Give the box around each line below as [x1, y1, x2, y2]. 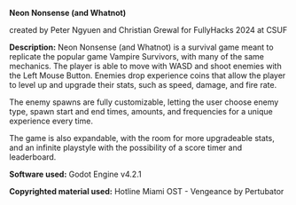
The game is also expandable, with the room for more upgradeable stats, [9, 133, 275, 143]
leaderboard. [9, 152, 57, 162]
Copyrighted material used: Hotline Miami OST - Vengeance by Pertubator [9, 186, 284, 196]
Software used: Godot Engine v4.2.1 [9, 169, 142, 179]
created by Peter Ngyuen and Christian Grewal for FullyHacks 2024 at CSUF [9, 25, 288, 35]
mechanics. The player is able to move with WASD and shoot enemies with [9, 61, 282, 71]
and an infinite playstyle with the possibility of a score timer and [9, 142, 242, 153]
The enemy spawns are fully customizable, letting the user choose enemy [9, 97, 279, 107]
